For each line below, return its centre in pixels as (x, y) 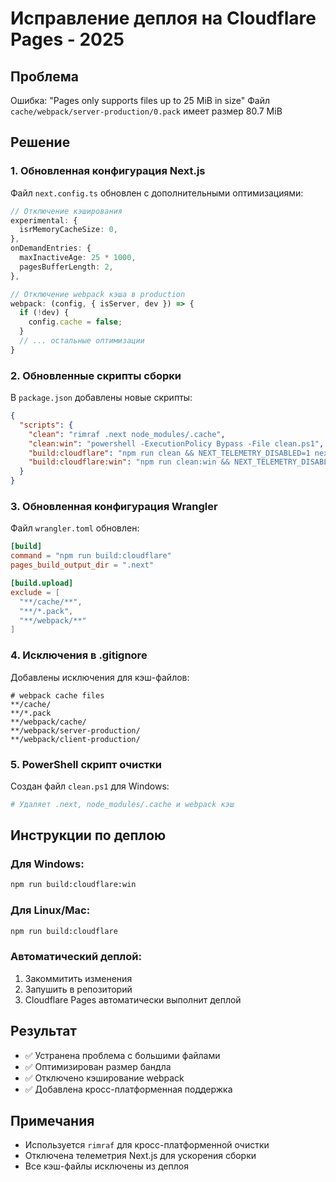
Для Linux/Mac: (50, 910)
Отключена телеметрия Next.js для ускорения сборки (140, 1156)
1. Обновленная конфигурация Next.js (108, 171)
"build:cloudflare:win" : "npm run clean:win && (129, 462)
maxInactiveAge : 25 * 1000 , (78, 258)
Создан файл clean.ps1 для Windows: (90, 786)
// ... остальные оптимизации (82, 341)
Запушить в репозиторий (78, 989)
